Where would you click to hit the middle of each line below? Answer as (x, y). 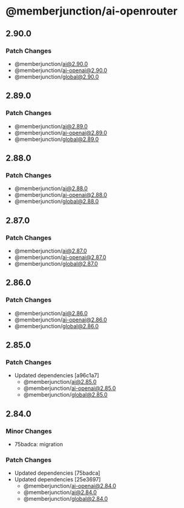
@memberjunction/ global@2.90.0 (57, 76)
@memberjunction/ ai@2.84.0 (60, 492)
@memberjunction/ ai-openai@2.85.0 (70, 388)
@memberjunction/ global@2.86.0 (57, 326)
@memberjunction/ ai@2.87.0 (51, 251)
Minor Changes (29, 431)
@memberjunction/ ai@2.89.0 (51, 126)
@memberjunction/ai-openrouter (92, 11)
